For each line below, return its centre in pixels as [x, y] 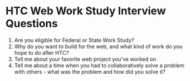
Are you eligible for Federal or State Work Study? [74, 40]
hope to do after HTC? [41, 52]
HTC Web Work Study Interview [86, 11]
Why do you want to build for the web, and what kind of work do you [98, 46]
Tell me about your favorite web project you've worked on [85, 59]
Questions [32, 24]
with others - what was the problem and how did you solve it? [90, 71]
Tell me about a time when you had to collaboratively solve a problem [99, 65]
